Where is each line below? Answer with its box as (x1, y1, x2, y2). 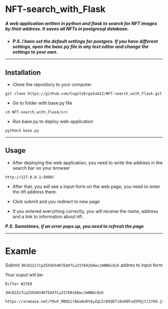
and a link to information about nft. (12, 213, 83, 219)
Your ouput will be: (5, 271, 44, 277)
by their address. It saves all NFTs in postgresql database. (5, 26, 129, 32)
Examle (5, 245, 36, 256)
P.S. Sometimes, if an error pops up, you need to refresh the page (5, 223, 144, 229)
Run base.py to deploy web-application (12, 118, 93, 124)
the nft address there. (12, 189, 57, 195)
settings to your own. (12, 49, 58, 55)
